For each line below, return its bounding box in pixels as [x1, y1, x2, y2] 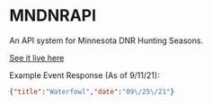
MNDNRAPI [9, 5, 97, 26]
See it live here [9, 52, 65, 63]
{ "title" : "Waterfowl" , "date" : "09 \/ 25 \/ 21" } [9, 87, 175, 96]
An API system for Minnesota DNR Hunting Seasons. [9, 35, 204, 46]
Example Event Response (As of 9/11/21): [9, 69, 160, 81]
